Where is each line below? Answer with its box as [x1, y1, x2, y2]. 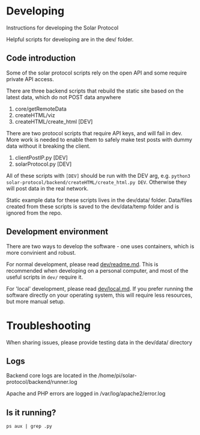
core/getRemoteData [14, 105, 67, 112]
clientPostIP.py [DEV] [14, 154, 68, 161]
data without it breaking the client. [6, 142, 91, 150]
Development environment [6, 227, 109, 237]
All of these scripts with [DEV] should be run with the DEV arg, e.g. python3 [6, 172, 191, 179]
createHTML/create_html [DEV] [14, 118, 93, 125]
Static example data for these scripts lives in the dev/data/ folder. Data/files [6, 196, 192, 204]
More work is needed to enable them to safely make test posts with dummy [6, 136, 192, 143]
